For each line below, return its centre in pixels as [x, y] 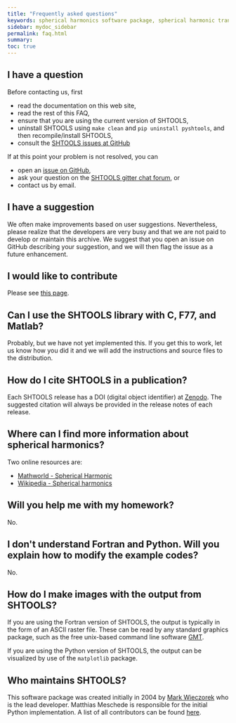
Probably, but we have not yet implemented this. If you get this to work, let [115, 343]
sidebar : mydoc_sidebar [42, 27]
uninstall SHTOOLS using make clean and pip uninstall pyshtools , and [121, 128]
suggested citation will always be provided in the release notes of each [110, 404]
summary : [20, 40]
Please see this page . [38, 293]
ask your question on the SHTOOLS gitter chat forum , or [99, 177]
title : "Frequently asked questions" [63, 14]
